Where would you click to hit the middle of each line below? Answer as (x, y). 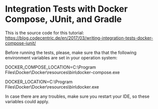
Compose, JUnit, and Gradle (64, 19)
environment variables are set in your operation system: (61, 57)
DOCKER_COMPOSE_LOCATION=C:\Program (51, 67)
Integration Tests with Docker (67, 9)
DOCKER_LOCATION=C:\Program (39, 82)
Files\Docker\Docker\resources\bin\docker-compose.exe (62, 72)
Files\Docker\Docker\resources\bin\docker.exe (52, 87)
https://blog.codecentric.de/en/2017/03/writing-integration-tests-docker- (79, 38)
